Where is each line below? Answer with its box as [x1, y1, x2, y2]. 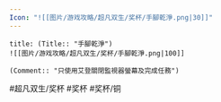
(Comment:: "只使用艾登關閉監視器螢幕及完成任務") [9, 66, 180, 75]
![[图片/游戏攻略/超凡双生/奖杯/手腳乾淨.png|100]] [9, 48, 185, 58]
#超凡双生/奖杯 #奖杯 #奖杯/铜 [9, 82, 121, 94]
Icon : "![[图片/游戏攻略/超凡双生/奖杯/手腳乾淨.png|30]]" [9, 13, 214, 22]
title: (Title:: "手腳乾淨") [9, 39, 113, 48]
